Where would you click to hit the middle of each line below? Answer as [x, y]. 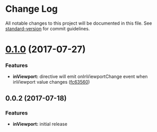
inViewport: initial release [40, 124]
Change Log [31, 9]
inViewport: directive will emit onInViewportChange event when [80, 77]
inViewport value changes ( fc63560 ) [51, 82]
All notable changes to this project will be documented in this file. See [79, 23]
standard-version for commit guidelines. [48, 28]
